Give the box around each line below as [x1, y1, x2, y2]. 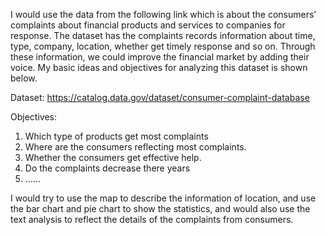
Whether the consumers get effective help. [24, 152, 202, 163]
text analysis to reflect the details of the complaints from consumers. [10, 214, 294, 225]
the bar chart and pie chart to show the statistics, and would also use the [10, 203, 311, 214]
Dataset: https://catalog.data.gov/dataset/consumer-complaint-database [10, 92, 310, 103]
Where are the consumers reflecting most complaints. [24, 141, 247, 153]
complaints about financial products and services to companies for [10, 19, 286, 31]
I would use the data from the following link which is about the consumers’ [10, 9, 317, 20]
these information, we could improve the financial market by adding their [10, 51, 310, 63]
